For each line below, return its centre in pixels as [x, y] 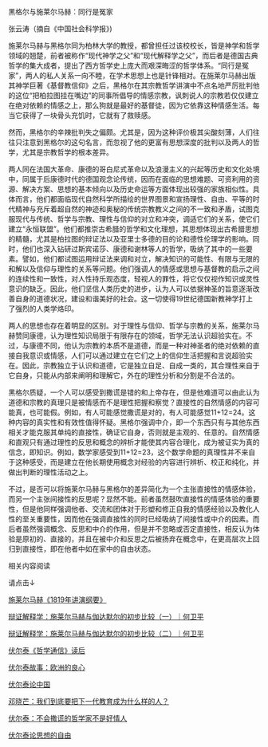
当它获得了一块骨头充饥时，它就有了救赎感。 [82, 115]
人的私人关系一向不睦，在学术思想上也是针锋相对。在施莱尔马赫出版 [144, 75]
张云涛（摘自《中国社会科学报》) [61, 29]
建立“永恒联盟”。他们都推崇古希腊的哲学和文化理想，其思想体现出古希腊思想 [134, 229]
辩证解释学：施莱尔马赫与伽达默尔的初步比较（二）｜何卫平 [106, 633]
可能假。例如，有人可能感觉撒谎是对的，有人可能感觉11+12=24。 [142, 412]
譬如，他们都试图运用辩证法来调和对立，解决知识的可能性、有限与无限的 [141, 259]
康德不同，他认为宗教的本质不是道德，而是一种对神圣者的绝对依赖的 [141, 346]
